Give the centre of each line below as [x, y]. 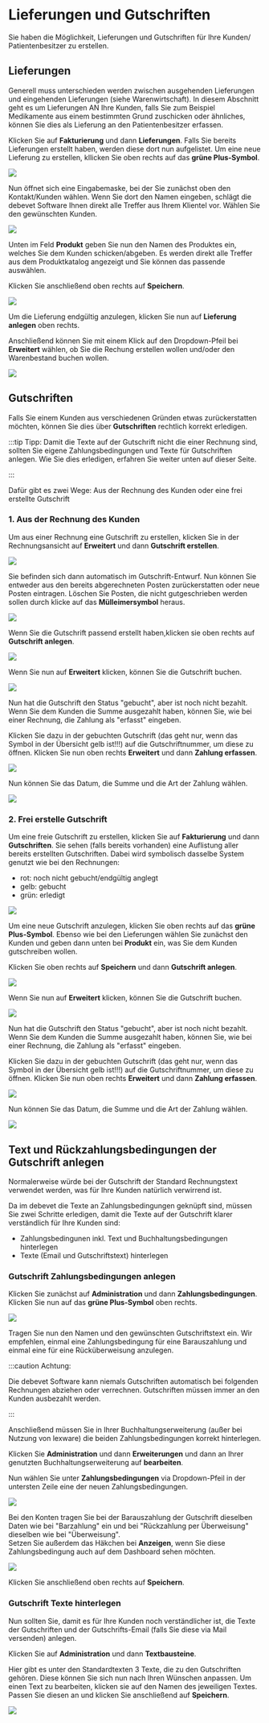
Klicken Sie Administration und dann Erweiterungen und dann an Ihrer [126, 1454]
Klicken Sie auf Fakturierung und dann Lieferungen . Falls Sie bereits [122, 140]
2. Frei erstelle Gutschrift [58, 819]
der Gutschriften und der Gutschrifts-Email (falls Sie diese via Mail [118, 1630]
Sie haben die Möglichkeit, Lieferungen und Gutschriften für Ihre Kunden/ [130, 37]
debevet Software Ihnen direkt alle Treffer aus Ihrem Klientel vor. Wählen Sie [134, 205]
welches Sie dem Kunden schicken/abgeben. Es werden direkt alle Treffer [130, 253]
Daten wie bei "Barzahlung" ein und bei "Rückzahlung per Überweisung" [128, 1526]
